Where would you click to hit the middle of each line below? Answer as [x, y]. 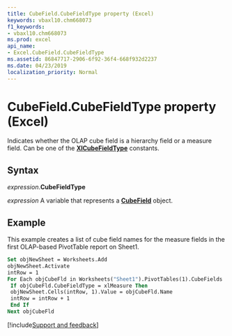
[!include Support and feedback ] [53, 325]
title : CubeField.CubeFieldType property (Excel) [81, 14]
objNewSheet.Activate [39, 266]
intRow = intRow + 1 [40, 299]
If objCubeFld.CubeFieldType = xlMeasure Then [79, 286]
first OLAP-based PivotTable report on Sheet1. [73, 247]
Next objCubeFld [31, 312]
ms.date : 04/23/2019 [37, 66]
